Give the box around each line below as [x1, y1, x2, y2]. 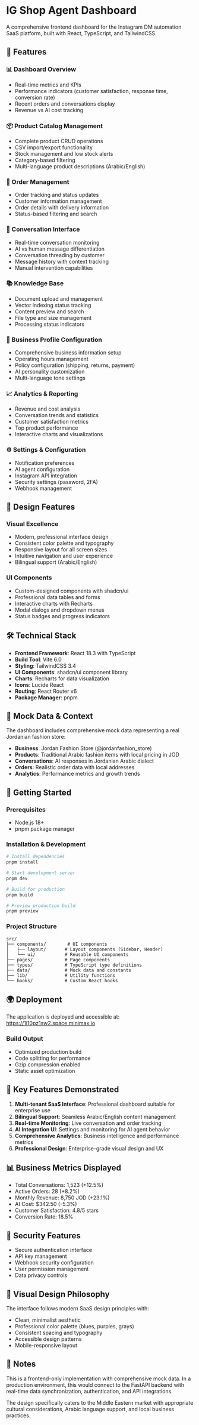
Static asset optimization [14, 1067, 75, 1074]
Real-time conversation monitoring [14, 239, 100, 246]
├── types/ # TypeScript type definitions [6, 962, 143, 968]
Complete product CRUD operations [14, 137, 103, 144]
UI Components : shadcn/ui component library [14, 668, 128, 676]
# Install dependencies [6, 854, 65, 860]
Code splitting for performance [14, 1054, 91, 1062]
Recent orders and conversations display [14, 100, 115, 107]
